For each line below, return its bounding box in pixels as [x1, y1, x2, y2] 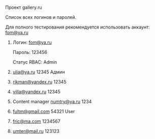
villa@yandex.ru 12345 [12, 89, 60, 95]
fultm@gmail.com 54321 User [12, 108, 75, 114]
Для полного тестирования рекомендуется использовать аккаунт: [5, 24, 150, 30]
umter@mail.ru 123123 [12, 128, 59, 134]
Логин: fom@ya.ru [12, 39, 52, 45]
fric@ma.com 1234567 [12, 118, 60, 124]
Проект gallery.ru [5, 5, 42, 10]
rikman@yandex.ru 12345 [12, 79, 67, 85]
